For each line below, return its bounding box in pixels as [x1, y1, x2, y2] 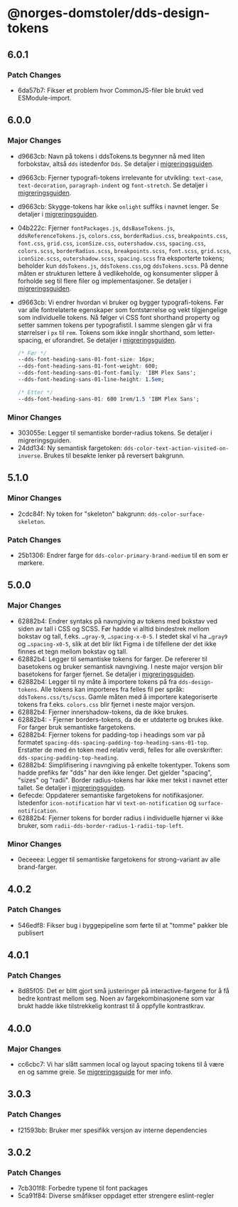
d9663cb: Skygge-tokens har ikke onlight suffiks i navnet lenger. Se [17, 202, 219, 211]
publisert [17, 928, 44, 937]
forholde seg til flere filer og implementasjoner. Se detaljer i [17, 276, 192, 285]
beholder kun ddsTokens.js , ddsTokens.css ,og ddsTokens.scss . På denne [17, 261, 229, 270]
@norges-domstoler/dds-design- [7, 5, 210, 21]
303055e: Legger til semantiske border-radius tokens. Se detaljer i [17, 428, 212, 437]
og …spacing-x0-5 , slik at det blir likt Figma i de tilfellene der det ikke [17, 639, 217, 648]
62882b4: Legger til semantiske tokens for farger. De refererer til [17, 654, 207, 663]
